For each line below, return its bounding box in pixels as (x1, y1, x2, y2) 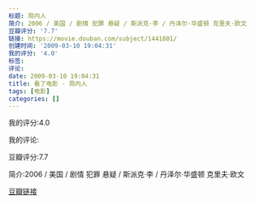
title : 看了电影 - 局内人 (8, 79, 88, 87)
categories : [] (8, 95, 60, 103)
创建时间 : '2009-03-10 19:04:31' (8, 42, 117, 50)
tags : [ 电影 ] (8, 87, 50, 96)
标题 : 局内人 (8, 11, 46, 20)
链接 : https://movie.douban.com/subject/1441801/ (8, 34, 177, 43)
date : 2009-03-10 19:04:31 (8, 72, 100, 80)
